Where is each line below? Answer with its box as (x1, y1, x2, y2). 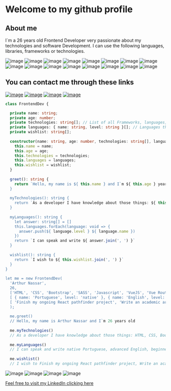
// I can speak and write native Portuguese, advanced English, (10, 347, 149, 352)
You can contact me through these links (5, 78, 134, 87)
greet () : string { (10, 176, 49, 182)
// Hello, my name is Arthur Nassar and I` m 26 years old (10, 319, 136, 324)
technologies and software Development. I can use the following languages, (5, 43, 164, 49)
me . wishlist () (10, 356, 40, 362)
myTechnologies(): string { (10, 196, 70, 201)
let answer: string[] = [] (14, 219, 72, 224)
